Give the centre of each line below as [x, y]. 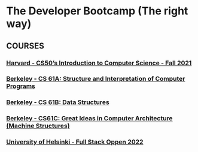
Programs [21, 86]
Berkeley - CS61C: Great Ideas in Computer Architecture [89, 118]
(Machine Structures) [38, 126]
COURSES [25, 46]
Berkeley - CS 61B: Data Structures [58, 102]
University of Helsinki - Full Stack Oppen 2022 [75, 142]
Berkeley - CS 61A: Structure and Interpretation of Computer [96, 79]
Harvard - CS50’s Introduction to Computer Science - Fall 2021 [99, 63]
